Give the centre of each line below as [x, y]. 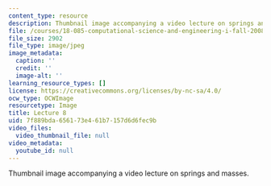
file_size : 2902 [35, 38]
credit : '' [34, 68]
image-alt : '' [39, 76]
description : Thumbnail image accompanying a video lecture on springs [131, 23]
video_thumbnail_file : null [63, 135]
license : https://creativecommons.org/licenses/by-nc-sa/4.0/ [115, 91]
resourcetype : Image [43, 105]
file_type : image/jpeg [46, 46]
